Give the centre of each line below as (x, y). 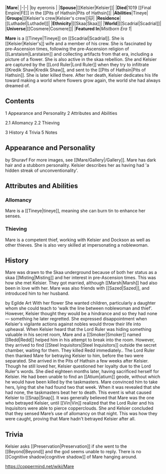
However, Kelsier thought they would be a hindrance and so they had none (81, 314)
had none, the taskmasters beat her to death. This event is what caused (78, 393)
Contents (20, 101)
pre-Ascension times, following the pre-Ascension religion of (67, 49)
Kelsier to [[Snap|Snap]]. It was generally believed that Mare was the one (80, 398)
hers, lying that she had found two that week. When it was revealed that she (83, 387)
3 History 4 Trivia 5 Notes (31, 132)
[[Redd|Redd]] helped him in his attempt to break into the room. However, (80, 340)
